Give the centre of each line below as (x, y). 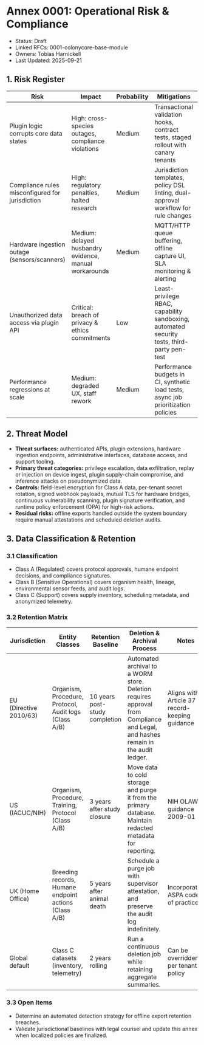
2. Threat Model (37, 434)
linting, (164, 193)
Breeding (65, 872)
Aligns (176, 692)
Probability (132, 97)
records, (64, 880)
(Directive (23, 708)
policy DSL (170, 185)
